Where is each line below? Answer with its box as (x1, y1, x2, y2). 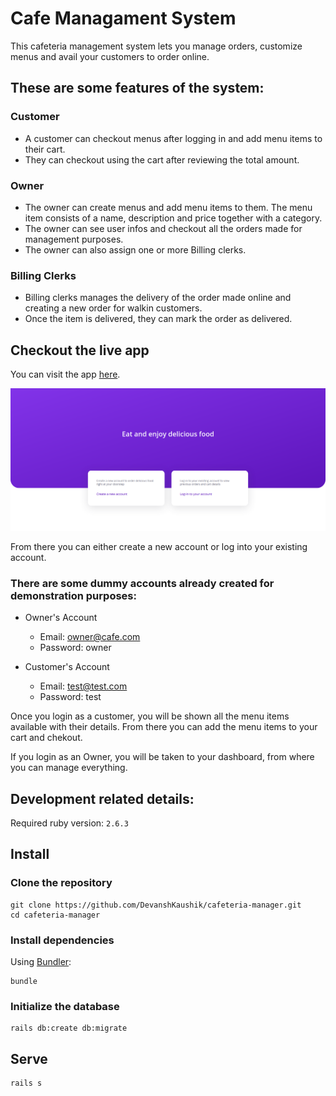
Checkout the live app (10, 342, 150, 359)
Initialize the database (10, 999, 120, 1013)
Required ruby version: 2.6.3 (10, 817, 129, 829)
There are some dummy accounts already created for (10, 576, 275, 590)
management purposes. (24, 233, 124, 245)
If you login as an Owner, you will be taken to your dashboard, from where (10, 751, 315, 763)
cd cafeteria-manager (10, 910, 101, 920)
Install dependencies (10, 933, 115, 947)
